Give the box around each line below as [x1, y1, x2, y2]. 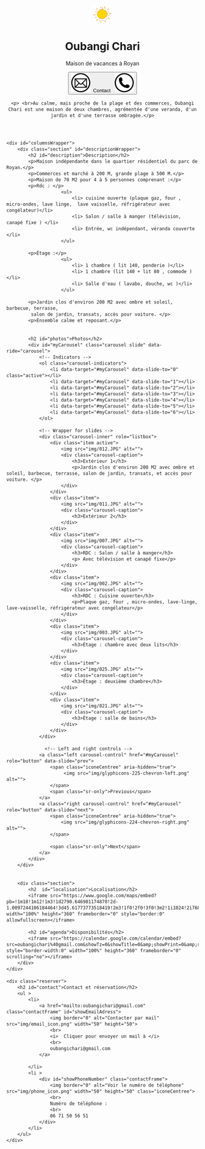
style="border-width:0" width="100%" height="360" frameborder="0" [6, 947, 182, 954]
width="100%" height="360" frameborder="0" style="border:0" [6, 910, 165, 917]
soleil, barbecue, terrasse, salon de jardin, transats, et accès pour [6, 470, 192, 477]
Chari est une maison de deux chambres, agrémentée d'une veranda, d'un [8, 106, 197, 113]
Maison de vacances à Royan [65, 59, 140, 67]
